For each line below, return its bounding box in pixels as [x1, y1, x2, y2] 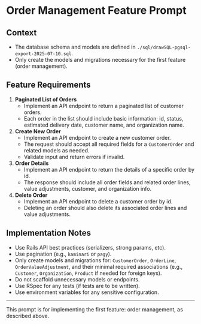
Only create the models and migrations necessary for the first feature [14, 56, 186, 63]
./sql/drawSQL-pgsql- [136, 44, 191, 50]
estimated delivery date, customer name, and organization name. [23, 121, 184, 128]
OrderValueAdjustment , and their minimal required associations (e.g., [14, 263, 183, 270]
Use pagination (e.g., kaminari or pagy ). [14, 250, 112, 257]
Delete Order [14, 191, 48, 199]
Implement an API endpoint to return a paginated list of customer [23, 102, 184, 109]
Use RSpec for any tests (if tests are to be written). [14, 282, 140, 289]
